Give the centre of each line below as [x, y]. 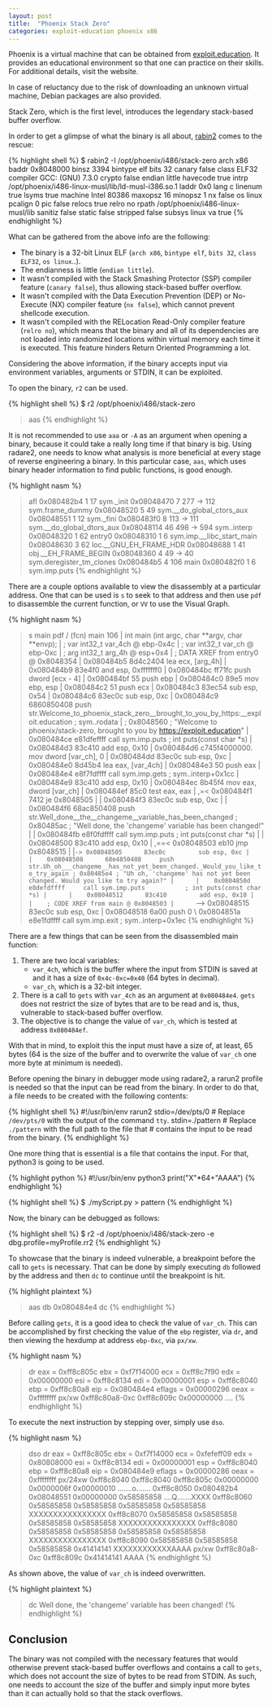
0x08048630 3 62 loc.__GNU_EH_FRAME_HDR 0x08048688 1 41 [137, 545]
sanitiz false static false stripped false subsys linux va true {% [140, 213]
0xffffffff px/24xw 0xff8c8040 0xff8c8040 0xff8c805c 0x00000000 [143, 1480]
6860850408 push [60, 704]
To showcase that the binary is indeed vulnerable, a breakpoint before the [132, 1258]
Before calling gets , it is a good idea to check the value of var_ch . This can [133, 1323]
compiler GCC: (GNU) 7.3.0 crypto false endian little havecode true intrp [129, 178]
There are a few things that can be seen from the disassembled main [123, 936]
